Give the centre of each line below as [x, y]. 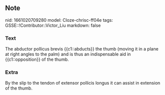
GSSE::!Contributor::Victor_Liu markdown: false [53, 25]
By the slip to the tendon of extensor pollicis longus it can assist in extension [83, 83]
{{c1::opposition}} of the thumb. [37, 59]
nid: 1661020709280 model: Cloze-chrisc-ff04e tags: [59, 20]
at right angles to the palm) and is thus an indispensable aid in [68, 54]
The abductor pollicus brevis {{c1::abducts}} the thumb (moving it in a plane [82, 49]
